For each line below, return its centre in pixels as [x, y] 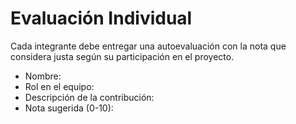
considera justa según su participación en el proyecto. [122, 56]
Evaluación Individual [101, 18]
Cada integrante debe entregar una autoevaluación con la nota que [148, 46]
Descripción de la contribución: [89, 97]
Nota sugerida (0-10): [69, 108]
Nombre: [43, 76]
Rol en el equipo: [59, 86]
